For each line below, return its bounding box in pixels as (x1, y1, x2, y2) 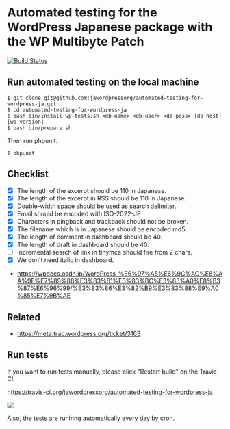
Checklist (7, 168, 49, 180)
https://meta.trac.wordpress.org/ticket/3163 (16, 330, 141, 337)
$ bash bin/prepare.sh (7, 125, 72, 131)
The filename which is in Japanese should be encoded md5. (16, 224, 187, 233)
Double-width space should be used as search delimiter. (16, 202, 177, 210)
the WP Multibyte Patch (7, 34, 144, 49)
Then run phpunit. (7, 136, 58, 144)
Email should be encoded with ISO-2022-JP (16, 209, 142, 218)
